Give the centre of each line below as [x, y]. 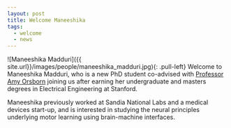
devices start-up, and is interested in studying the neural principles [104, 110]
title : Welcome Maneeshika [46, 20]
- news [23, 40]
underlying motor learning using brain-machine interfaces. [91, 117]
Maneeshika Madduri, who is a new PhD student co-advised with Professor [115, 74]
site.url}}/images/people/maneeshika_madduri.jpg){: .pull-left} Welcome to [114, 67]
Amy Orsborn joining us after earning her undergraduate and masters [107, 81]
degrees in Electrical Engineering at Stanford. [73, 89]
